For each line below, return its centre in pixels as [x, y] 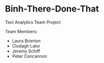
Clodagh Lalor [26, 46]
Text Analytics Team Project [33, 22]
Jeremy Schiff [26, 51]
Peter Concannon [30, 56]
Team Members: [21, 31]
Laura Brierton [26, 41]
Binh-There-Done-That [52, 9]
